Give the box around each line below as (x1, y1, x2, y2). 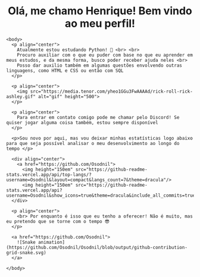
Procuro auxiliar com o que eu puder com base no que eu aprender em (17, 52, 193, 58)
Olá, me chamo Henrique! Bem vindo (8, 4, 192, 18)
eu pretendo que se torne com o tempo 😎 (6, 218, 110, 224)
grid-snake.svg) (6, 250, 46, 256)
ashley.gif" (6, 93, 36, 99)
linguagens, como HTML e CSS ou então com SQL (6, 67, 124, 74)
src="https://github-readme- (75, 166, 148, 172)
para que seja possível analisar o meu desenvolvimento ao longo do (6, 140, 180, 146)
